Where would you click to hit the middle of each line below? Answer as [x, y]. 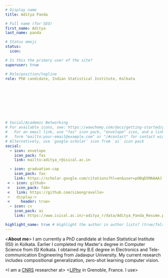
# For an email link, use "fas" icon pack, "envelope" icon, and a [79, 132]
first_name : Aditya [25, 28]
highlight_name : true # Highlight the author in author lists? [72, 224]
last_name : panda [23, 33]
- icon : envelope [28, 151]
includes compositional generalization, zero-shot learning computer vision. [82, 260]
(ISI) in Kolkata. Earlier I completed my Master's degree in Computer [75, 244]
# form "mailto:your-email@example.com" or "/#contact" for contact [80, 137]
